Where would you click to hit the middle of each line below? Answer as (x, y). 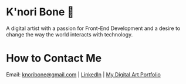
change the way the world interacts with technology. (70, 34)
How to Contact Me (54, 58)
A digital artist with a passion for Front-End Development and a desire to (93, 28)
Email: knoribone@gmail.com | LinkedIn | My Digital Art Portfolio (84, 74)
